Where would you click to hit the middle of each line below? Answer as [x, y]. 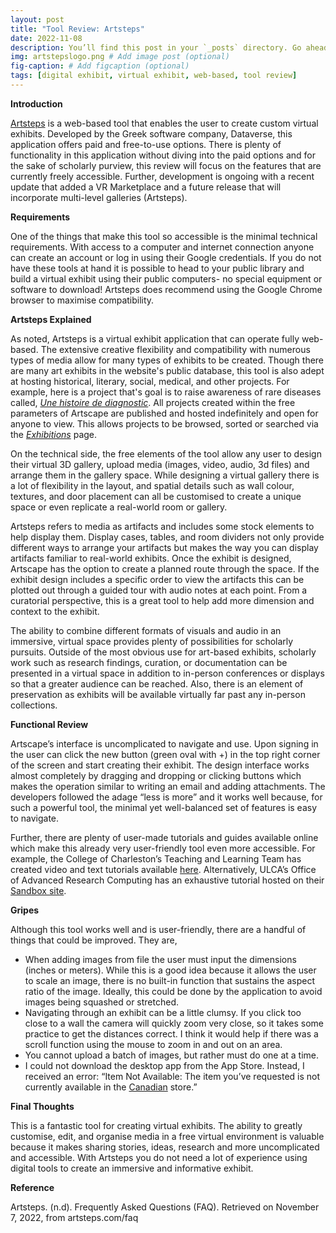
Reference [32, 1187]
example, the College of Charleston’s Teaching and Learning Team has [156, 858]
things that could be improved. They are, [94, 940]
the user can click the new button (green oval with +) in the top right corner [165, 754]
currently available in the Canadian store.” [111, 1087]
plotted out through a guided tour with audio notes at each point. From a [159, 590]
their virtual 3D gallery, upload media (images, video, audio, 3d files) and [160, 464]
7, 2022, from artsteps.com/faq [74, 1217]
